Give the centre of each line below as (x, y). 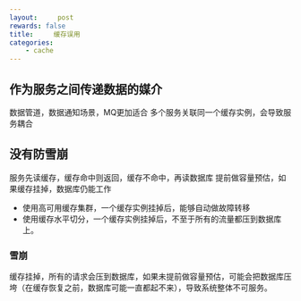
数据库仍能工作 (84, 188)
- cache (39, 51)
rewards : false (38, 26)
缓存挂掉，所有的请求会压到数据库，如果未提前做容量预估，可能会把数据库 (146, 277)
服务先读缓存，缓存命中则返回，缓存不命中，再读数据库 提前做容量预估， (144, 177)
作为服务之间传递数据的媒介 (86, 89)
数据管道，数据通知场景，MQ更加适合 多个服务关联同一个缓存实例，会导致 (146, 112)
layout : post (42, 17)
